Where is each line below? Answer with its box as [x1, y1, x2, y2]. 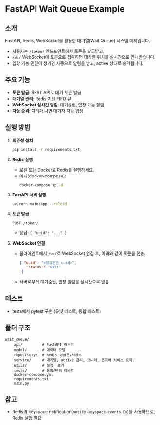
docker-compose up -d [19, 182, 63, 188]
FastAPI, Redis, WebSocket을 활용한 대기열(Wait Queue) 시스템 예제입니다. [5, 38, 151, 43]
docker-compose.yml [14, 372, 53, 377]
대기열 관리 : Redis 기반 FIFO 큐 [12, 96, 71, 102]
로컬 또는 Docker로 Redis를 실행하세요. [19, 167, 94, 173]
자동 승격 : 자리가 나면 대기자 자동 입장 [12, 108, 84, 114]
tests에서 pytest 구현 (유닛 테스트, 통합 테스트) [12, 308, 101, 314]
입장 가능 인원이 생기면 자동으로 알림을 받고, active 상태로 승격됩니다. [12, 60, 143, 66]
